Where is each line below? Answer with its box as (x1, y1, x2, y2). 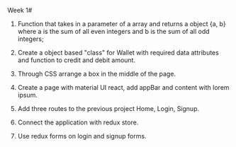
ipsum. (17, 91, 38, 99)
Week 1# (7, 6, 33, 14)
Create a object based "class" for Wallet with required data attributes (17, 49, 220, 57)
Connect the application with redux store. (17, 118, 139, 127)
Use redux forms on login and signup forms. (17, 132, 147, 140)
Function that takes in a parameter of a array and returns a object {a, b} (17, 20, 226, 28)
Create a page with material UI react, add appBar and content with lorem (17, 83, 230, 91)
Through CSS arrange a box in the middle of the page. (17, 70, 176, 78)
